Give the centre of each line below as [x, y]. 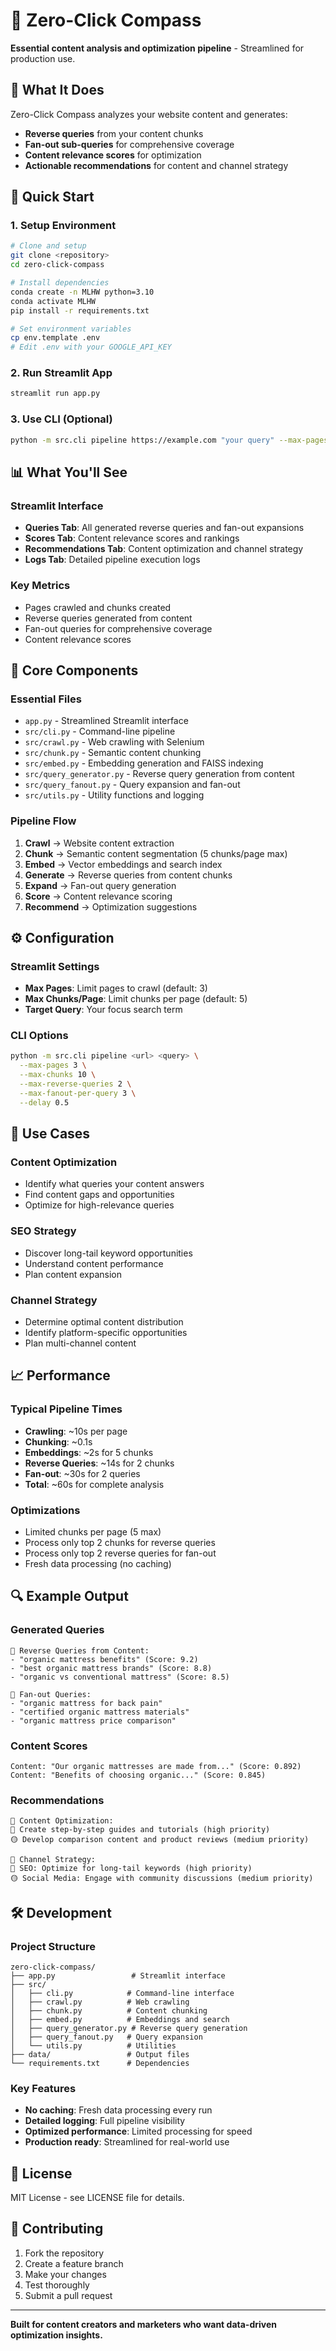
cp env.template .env [55, 338]
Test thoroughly [57, 2285]
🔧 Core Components [74, 670]
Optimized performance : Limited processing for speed [138, 2131]
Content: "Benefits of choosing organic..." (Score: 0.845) [138, 1775]
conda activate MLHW [53, 301]
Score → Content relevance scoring [98, 896]
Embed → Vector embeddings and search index [123, 864]
